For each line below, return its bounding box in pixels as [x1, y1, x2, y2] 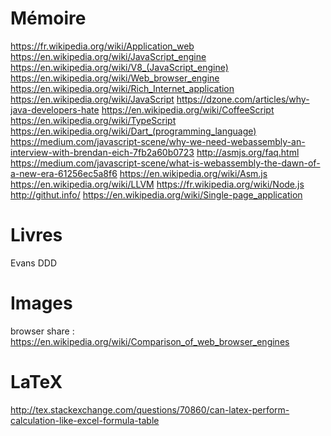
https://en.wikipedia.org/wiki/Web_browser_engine [10, 72, 220, 84]
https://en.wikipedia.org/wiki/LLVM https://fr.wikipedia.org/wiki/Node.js [10, 178, 305, 190]
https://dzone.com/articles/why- [176, 93, 310, 105]
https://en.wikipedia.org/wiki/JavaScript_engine [10, 50, 207, 62]
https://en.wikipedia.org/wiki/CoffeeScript [101, 103, 275, 116]
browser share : [10, 325, 75, 337]
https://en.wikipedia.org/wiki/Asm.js [119, 167, 268, 179]
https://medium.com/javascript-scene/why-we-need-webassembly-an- [10, 135, 306, 147]
